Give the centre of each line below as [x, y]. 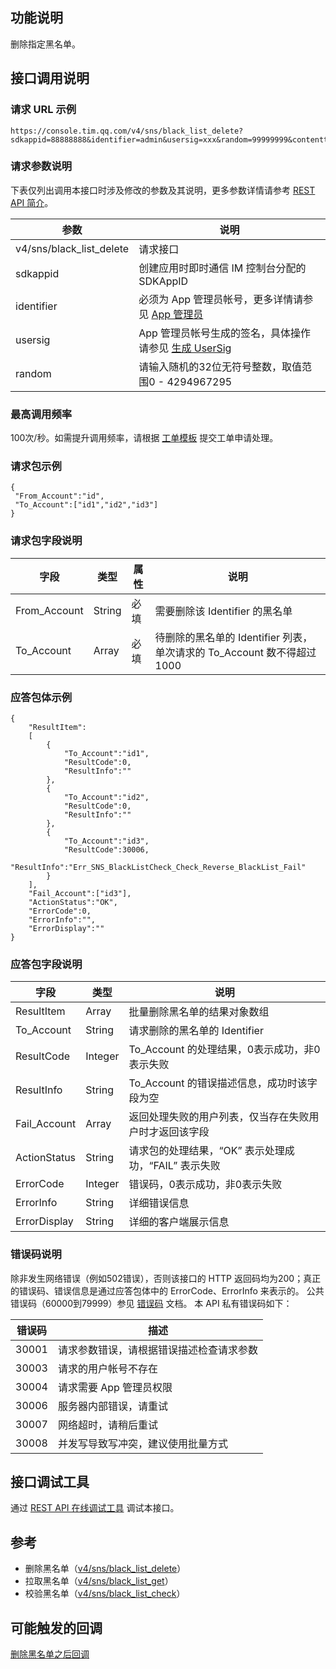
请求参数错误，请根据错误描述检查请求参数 [157, 1350]
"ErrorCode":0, [60, 911]
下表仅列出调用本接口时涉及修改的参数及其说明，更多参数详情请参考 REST [163, 190]
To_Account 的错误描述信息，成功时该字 [223, 1083]
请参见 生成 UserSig [185, 348]
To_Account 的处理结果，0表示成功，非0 [224, 1050]
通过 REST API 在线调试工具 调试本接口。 [95, 1508]
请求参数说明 [41, 166]
